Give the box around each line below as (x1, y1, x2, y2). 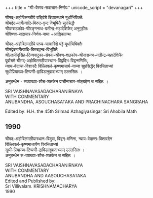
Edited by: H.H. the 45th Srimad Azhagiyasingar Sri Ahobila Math (5, 108, 137, 114)
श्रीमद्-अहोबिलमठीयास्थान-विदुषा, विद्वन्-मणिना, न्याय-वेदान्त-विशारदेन (5, 135, 113, 141)
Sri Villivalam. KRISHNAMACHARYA (5, 183, 77, 189)
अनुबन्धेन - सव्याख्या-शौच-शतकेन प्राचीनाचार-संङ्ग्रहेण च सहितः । (5, 79, 109, 84)
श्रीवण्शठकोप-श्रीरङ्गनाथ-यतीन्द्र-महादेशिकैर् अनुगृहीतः (5, 26, 88, 32)
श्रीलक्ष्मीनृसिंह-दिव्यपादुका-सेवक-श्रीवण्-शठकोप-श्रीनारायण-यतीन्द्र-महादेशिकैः (5, 52, 123, 58)
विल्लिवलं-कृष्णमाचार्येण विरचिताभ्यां (5, 141, 58, 147)
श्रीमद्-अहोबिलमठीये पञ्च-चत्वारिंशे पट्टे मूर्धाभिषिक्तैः (5, 41, 82, 47)
